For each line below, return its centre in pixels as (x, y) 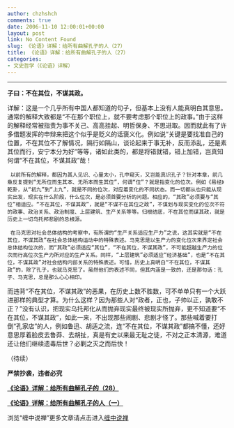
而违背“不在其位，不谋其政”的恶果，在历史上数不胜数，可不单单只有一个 (111, 291)
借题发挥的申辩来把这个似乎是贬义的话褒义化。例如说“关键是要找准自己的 (118, 134)
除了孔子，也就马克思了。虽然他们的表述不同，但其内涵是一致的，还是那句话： (122, 270)
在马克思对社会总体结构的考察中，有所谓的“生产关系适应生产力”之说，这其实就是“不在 (116, 233)
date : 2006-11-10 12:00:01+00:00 (56, 27)
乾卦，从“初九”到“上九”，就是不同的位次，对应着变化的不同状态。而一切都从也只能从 (112, 189)
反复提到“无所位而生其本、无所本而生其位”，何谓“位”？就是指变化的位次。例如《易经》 (118, 182)
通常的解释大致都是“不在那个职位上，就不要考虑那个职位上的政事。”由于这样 (115, 117)
